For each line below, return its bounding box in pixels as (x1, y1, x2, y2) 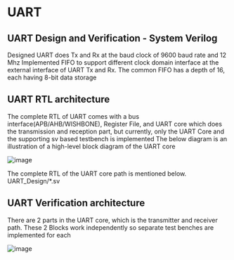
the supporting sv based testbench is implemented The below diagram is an (7, 134, 228, 143)
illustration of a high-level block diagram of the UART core (7, 142, 176, 150)
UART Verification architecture (7, 197, 145, 209)
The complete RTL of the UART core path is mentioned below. (7, 169, 187, 178)
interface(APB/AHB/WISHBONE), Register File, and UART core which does (7, 119, 223, 128)
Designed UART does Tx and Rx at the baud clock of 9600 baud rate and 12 (7, 51, 227, 59)
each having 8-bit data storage (7, 73, 97, 82)
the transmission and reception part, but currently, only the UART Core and (7, 127, 225, 136)
